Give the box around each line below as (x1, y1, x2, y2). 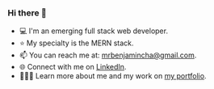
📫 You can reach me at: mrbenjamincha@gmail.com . (19, 50, 197, 60)
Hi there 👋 (7, 7, 48, 19)
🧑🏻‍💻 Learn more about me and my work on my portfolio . (19, 71, 207, 81)
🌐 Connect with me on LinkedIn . (19, 62, 127, 72)
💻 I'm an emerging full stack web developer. (19, 26, 169, 36)
